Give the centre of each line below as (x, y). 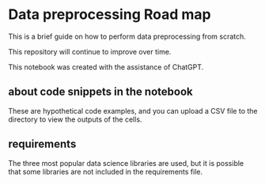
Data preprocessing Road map (110, 15)
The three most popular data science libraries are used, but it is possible (126, 163)
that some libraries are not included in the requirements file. (106, 171)
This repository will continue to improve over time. (90, 51)
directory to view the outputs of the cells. (75, 119)
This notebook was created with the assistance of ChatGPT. (106, 67)
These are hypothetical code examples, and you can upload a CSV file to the (133, 111)
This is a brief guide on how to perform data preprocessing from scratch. (127, 36)
